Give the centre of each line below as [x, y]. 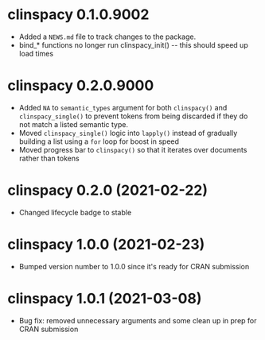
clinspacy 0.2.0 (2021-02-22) [108, 190]
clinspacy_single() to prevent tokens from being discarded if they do [133, 116]
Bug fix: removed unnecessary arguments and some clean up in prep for [138, 320]
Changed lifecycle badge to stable [75, 212]
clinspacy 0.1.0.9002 [78, 15]
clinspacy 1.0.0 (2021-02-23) [106, 245]
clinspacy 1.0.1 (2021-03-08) [105, 298]
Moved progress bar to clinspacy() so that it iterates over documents [133, 149]
